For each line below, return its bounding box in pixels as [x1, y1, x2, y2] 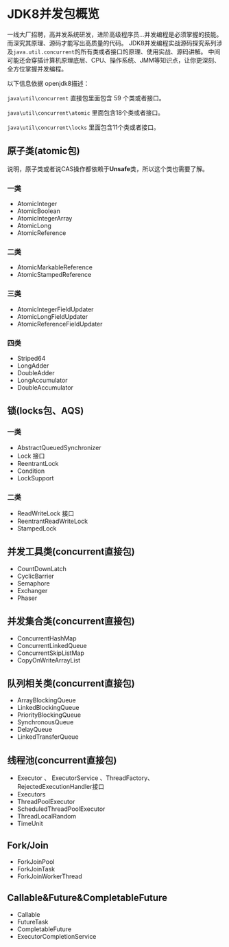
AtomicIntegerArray [16, 214, 73, 223]
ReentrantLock [16, 459, 59, 467]
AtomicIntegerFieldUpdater [16, 305, 94, 313]
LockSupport [16, 473, 54, 482]
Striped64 [16, 354, 46, 362]
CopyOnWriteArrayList [16, 656, 81, 664]
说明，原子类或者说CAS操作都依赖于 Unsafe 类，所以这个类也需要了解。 [7, 164, 209, 172]
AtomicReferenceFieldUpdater [16, 320, 103, 328]
